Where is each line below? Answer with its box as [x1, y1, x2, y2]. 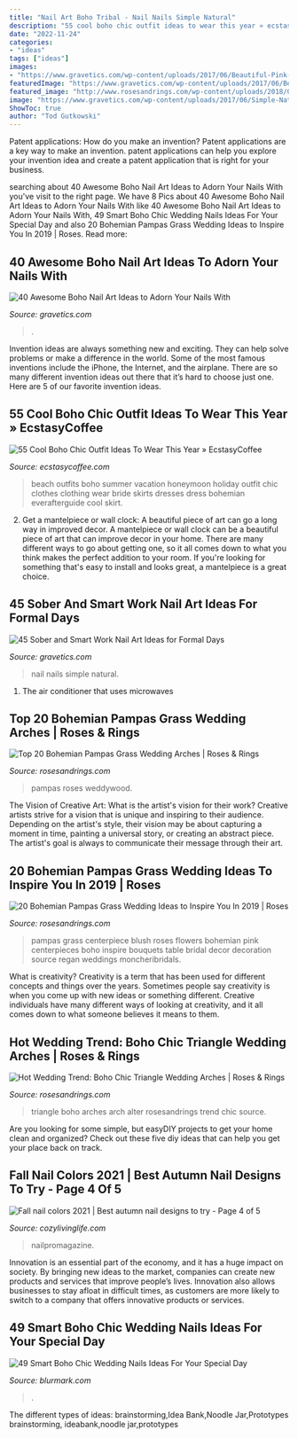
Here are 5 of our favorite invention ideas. [9, 380, 161, 391]
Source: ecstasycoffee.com [9, 461, 110, 472]
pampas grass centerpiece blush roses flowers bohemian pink [30, 935, 259, 946]
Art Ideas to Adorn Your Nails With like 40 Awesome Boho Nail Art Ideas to [9, 200, 281, 211]
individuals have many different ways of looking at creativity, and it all [9, 999, 263, 1011]
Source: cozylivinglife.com [9, 1223, 106, 1233]
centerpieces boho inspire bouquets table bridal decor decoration [30, 945, 272, 956]
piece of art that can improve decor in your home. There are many [21, 533, 264, 543]
